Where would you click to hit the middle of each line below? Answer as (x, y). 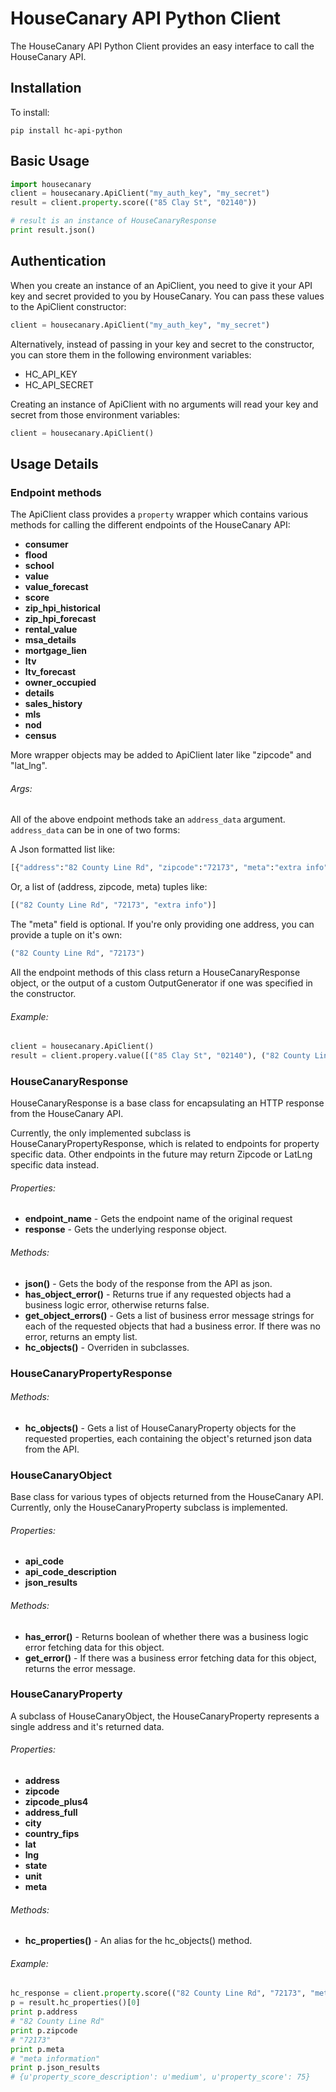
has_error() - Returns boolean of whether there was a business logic (166, 1636)
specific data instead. (55, 1165)
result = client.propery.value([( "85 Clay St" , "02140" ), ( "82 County (160, 1056)
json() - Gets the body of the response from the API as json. (148, 1283)
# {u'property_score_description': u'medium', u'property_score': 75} (160, 2077)
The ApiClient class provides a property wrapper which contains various (159, 514)
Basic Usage (50, 161)
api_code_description (70, 1572)
